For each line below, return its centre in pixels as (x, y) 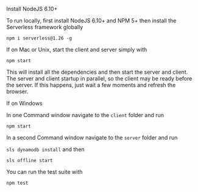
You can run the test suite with (44, 172)
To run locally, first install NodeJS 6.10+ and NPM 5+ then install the (91, 20)
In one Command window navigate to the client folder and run (85, 115)
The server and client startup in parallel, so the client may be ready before (99, 78)
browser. (17, 91)
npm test (17, 183)
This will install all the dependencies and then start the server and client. (97, 72)
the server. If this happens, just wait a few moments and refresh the (91, 85)
